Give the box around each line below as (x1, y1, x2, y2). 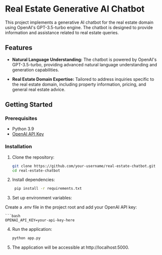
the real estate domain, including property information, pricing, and (12, 81, 146, 87)
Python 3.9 (12, 126, 34, 132)
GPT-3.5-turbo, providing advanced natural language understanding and (12, 61, 158, 67)
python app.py (12, 236, 41, 240)
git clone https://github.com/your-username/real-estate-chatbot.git (12, 164, 156, 168)
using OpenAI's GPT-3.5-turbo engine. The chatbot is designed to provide (5, 24, 153, 30)
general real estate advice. (12, 86, 65, 92)
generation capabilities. (12, 67, 59, 73)
